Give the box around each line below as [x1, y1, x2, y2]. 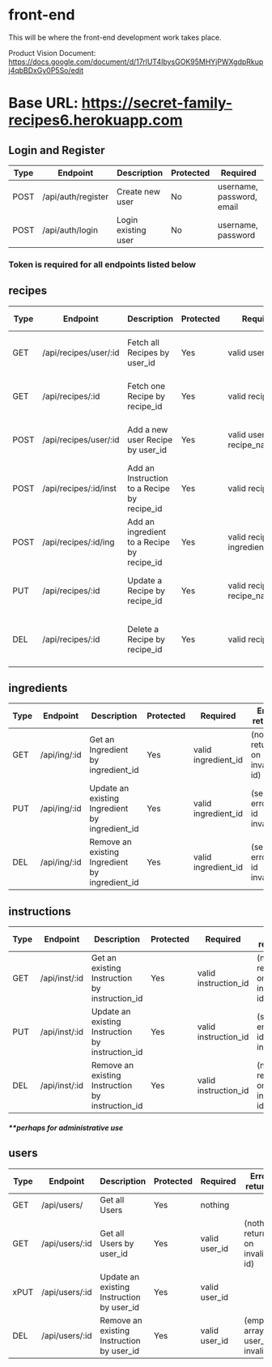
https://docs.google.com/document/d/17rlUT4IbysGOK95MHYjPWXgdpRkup [8, 57, 264, 66]
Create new [116, 186, 160, 197]
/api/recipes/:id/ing [41, 536, 115, 548]
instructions [8, 904, 71, 918]
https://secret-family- [81, 94, 233, 113]
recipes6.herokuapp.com [8, 111, 183, 130]
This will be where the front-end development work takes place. [8, 32, 222, 42]
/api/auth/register [41, 190, 109, 202]
